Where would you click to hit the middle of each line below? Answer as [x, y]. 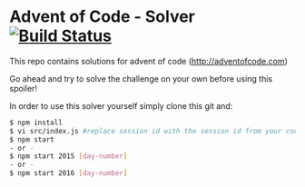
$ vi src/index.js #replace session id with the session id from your [146, 131]
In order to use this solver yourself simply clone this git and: [121, 105]
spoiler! [24, 88]
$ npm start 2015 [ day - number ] [69, 156]
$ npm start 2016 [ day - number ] [69, 173]
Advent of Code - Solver [102, 17]
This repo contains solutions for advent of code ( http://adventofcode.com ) [149, 61]
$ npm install [36, 123]
